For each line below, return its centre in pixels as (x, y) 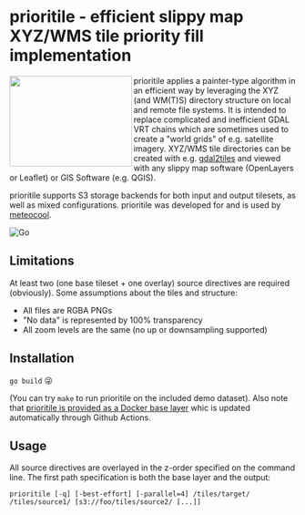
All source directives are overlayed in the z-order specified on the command (152, 468)
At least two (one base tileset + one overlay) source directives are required (149, 283)
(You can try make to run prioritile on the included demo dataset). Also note (149, 397)
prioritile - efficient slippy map (127, 17)
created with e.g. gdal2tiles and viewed (207, 158)
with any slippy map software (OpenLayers (213, 168)
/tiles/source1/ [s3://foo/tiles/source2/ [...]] (106, 502)
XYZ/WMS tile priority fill (107, 36)
